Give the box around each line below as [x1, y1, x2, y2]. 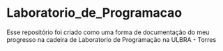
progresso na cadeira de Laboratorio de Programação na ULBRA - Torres [6, 35, 217, 43]
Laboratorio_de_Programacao [6, 5, 183, 21]
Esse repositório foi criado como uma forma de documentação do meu [6, 28, 210, 36]
